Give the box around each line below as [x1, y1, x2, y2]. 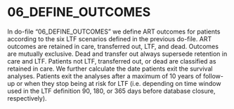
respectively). [7, 94, 47, 102]
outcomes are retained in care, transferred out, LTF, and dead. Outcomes [7, 42, 219, 50]
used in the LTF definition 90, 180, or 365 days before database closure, [7, 87, 216, 95]
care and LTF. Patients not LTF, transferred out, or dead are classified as [7, 57, 216, 65]
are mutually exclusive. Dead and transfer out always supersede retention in [7, 50, 228, 58]
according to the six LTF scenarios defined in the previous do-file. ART [7, 34, 212, 43]
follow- [202, 71, 223, 80]
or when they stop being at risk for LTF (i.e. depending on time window [16, 79, 221, 87]
